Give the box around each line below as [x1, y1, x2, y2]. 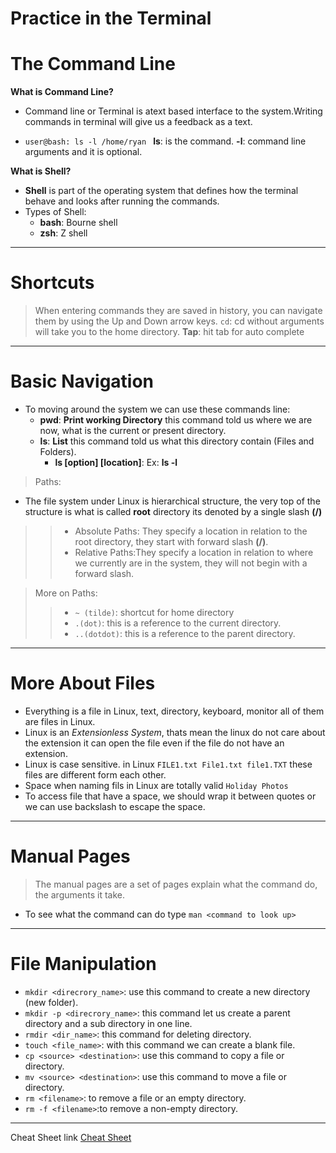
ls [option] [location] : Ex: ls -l [54, 457, 178, 468]
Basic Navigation [10, 370, 155, 393]
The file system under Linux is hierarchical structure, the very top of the [24, 495, 321, 507]
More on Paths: [34, 587, 98, 599]
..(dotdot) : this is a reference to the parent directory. [74, 628, 296, 639]
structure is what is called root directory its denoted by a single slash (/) [24, 506, 323, 517]
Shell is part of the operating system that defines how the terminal [24, 185, 299, 197]
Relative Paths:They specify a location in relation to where [74, 547, 314, 558]
